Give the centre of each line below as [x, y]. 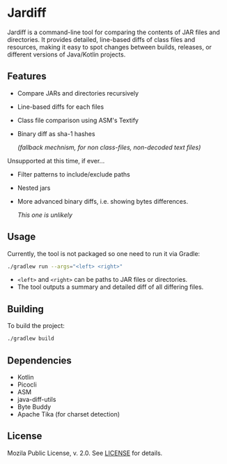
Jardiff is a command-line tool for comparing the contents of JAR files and [114, 32]
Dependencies [39, 360]
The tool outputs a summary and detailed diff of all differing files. [110, 287]
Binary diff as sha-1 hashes [56, 133]
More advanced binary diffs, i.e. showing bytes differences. [103, 201]
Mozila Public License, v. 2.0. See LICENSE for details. [85, 453]
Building [25, 309]
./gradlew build [31, 339]
